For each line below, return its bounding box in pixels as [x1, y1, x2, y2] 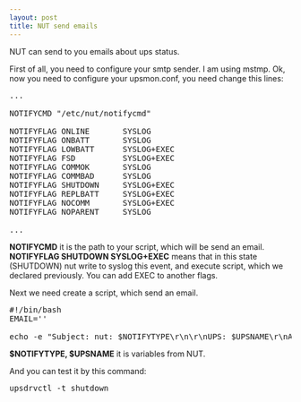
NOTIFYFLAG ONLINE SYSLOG [9, 126, 151, 136]
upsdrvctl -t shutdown [9, 382, 109, 393]
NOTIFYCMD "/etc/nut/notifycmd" [9, 108, 151, 118]
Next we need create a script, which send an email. [9, 287, 199, 298]
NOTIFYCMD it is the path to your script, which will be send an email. [9, 241, 265, 252]
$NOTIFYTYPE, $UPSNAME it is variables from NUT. [9, 348, 206, 359]
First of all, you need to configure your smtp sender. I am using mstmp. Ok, [9, 64, 286, 74]
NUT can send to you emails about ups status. [9, 46, 180, 56]
